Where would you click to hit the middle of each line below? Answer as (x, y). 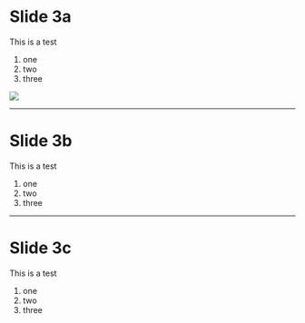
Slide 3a (40, 17)
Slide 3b (41, 141)
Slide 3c (41, 248)
